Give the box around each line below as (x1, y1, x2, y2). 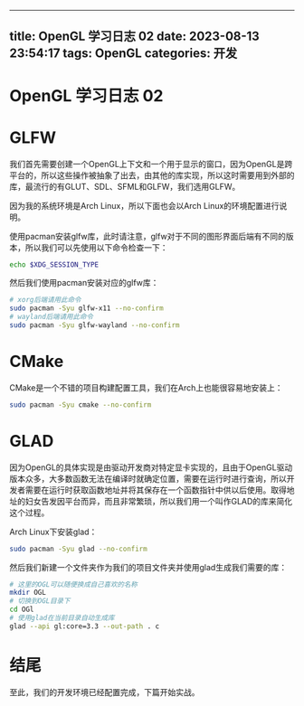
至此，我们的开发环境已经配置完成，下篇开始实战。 (9, 686, 200, 697)
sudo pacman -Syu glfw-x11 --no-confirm (9, 304, 165, 313)
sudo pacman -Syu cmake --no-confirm (9, 400, 152, 409)
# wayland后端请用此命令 (9, 313, 93, 322)
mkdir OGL (9, 588, 47, 598)
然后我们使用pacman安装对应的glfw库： (9, 278, 159, 288)
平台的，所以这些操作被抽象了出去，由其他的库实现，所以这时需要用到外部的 (9, 169, 295, 181)
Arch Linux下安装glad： (9, 526, 98, 537)
